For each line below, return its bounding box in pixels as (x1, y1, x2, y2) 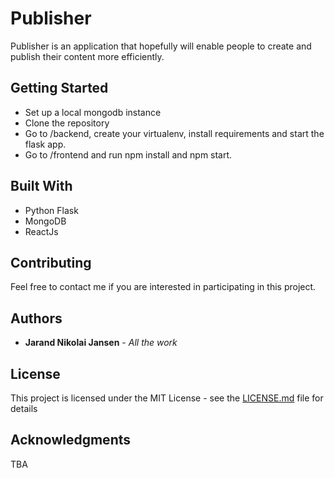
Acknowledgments (10, 432, 132, 449)
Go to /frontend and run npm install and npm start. (24, 148, 233, 161)
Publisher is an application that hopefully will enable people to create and (10, 40, 312, 52)
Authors (10, 310, 63, 327)
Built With (10, 178, 73, 195)
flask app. (24, 138, 67, 150)
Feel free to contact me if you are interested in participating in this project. (10, 281, 317, 293)
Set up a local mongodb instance (24, 106, 162, 118)
